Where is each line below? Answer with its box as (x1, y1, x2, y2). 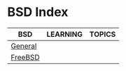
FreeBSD (10, 52, 40, 62)
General (10, 41, 37, 51)
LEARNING (46, 29, 83, 39)
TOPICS (89, 29, 116, 39)
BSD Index (7, 4, 69, 20)
